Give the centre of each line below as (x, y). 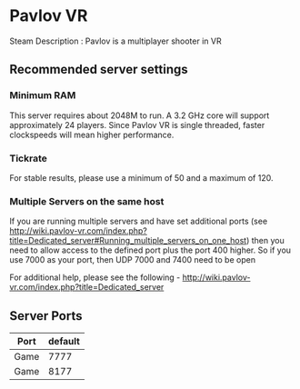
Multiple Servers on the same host (87, 201)
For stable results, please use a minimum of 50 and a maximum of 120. (141, 177)
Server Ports (46, 316)
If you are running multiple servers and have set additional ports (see (139, 221)
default (64, 342)
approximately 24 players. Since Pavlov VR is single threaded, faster (137, 125)
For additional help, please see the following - (95, 277)
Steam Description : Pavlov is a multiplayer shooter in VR (115, 41)
